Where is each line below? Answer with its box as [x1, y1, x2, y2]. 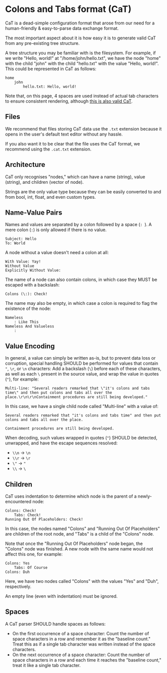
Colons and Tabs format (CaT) [5, 3, 132, 15]
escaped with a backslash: [5, 282, 60, 288]
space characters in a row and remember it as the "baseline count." [12, 636, 151, 642]
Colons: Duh [5, 569, 30, 574]
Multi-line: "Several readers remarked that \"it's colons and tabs [5, 386, 150, 391]
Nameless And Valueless [5, 324, 55, 329]
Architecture [5, 160, 46, 169]
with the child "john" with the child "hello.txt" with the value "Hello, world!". [5, 60, 159, 66]
